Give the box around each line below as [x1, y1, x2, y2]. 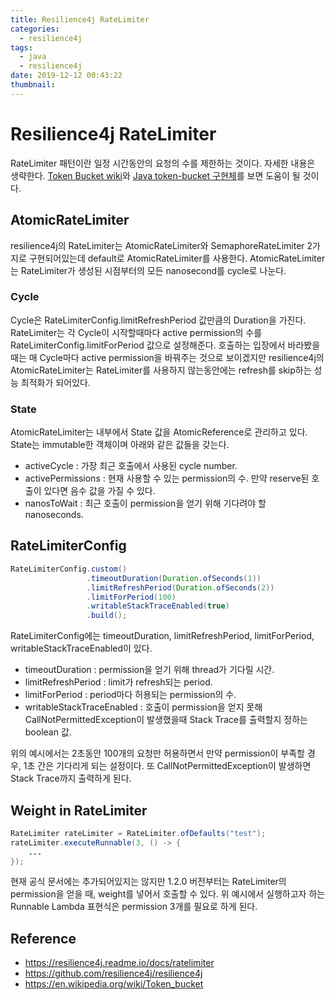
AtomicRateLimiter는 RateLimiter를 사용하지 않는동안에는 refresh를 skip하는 [10, 364, 312, 376]
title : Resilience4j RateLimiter [10, 14, 150, 25]
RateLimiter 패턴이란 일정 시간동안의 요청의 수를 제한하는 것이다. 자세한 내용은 [10, 157, 316, 169]
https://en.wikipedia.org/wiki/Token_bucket [24, 978, 204, 990]
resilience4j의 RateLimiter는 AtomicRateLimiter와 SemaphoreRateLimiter [10, 239, 305, 251]
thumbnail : [10, 80, 56, 90]
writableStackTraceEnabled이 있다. [10, 642, 153, 655]
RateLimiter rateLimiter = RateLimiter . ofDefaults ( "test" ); [10, 828, 267, 838]
